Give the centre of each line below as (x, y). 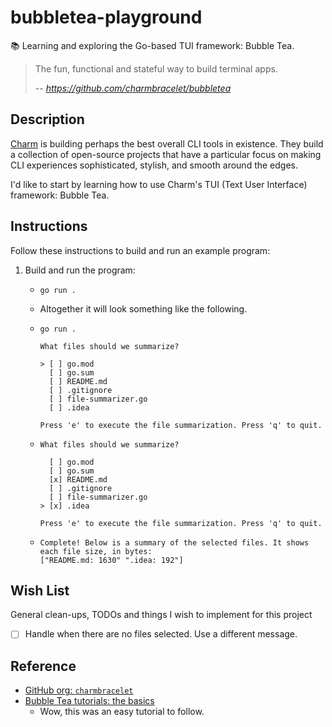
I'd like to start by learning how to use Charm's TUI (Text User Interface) (159, 184)
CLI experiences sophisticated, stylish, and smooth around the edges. (154, 165)
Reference (43, 666)
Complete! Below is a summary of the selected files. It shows (174, 542)
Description (47, 119)
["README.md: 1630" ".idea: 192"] (111, 560)
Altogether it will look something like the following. (143, 308)
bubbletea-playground (106, 17)
